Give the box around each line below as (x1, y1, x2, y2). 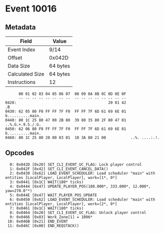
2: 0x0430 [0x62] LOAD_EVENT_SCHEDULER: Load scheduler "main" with (9, 170, 155, 175)
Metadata (5, 23, 36, 31)
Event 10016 (5, 3, 57, 14)
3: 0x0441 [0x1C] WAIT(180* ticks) (9, 179, 84, 184)
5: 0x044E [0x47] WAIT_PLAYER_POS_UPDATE (9, 192, 97, 197)
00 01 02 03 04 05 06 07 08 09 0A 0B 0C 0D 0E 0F (18, 91, 126, 96)
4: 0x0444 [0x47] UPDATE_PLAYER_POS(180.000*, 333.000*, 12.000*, (9, 183, 151, 189)
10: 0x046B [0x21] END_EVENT (7, 218, 68, 224)
